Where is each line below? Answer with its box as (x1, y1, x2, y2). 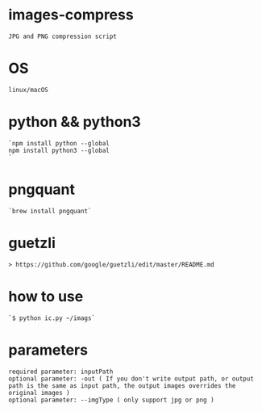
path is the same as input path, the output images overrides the (8, 381, 236, 389)
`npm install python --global (8, 139, 110, 147)
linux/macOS (8, 86, 48, 94)
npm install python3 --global (8, 146, 110, 154)
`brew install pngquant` (8, 207, 92, 215)
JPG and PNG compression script (8, 32, 117, 40)
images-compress (8, 6, 135, 24)
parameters (8, 341, 89, 359)
